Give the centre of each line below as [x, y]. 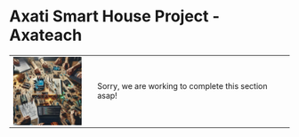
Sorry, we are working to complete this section [182, 86]
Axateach [46, 35]
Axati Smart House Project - [115, 16]
